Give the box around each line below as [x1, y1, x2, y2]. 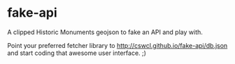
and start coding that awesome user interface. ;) [7, 49, 147, 57]
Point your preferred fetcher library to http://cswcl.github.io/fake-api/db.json [7, 41, 228, 49]
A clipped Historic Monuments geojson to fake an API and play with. [7, 28, 203, 36]
